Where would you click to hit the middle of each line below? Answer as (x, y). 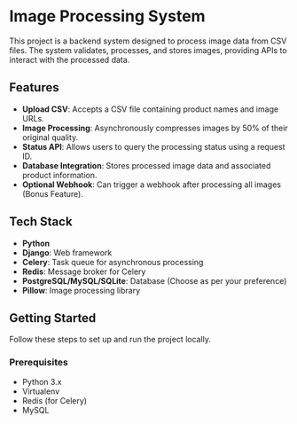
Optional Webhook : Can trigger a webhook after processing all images (152, 185)
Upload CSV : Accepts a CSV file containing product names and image (150, 109)
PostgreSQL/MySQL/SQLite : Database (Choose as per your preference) (154, 280)
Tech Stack (41, 222)
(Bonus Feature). (53, 193)
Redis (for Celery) (54, 400)
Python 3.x (42, 381)
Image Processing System (107, 16)
